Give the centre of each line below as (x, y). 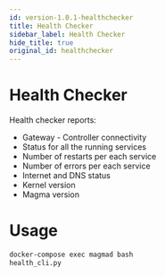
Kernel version (49, 185)
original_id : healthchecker (62, 51)
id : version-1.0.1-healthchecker (71, 17)
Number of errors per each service (86, 166)
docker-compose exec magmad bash (71, 254)
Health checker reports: (53, 120)
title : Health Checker (51, 26)
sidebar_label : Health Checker (67, 34)
